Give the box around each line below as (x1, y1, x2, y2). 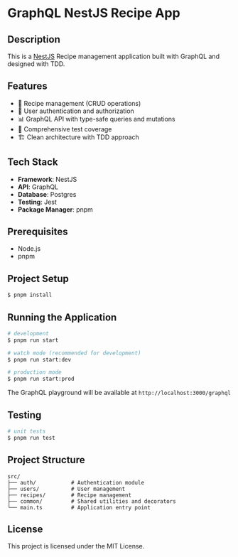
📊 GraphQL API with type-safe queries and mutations (17, 114, 175, 123)
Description (7, 33, 60, 45)
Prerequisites (7, 226, 68, 238)
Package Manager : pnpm (17, 205, 94, 214)
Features (7, 80, 48, 92)
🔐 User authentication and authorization (17, 107, 135, 115)
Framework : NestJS (17, 175, 77, 183)
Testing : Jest (17, 198, 57, 206)
